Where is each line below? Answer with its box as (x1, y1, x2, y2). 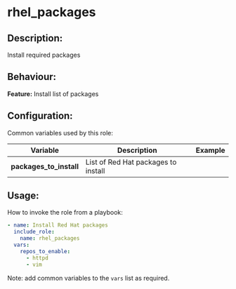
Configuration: (7, 110, 73, 122)
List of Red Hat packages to (85, 157, 177, 167)
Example (195, 145, 225, 155)
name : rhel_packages (20, 235, 80, 242)
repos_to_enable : (20, 248, 71, 255)
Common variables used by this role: (7, 128, 114, 137)
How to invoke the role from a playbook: (7, 208, 123, 217)
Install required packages (7, 51, 81, 59)
